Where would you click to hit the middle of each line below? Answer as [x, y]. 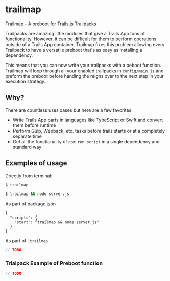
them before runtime [34, 125]
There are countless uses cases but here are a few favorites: [69, 110]
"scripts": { [24, 218]
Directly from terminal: [29, 176]
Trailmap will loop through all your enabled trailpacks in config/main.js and [84, 71]
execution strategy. [26, 81]
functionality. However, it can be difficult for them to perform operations [81, 39]
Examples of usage [36, 163]
